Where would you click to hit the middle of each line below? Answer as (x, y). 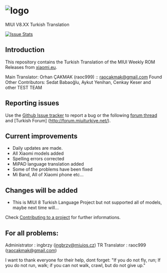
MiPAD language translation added (48, 164)
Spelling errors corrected (38, 159)
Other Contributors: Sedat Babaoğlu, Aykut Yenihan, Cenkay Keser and (78, 82)
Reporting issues (32, 103)
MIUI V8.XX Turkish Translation (37, 24)
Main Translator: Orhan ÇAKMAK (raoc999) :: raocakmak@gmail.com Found (84, 77)
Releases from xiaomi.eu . (31, 67)
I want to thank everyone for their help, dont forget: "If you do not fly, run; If (83, 260)
